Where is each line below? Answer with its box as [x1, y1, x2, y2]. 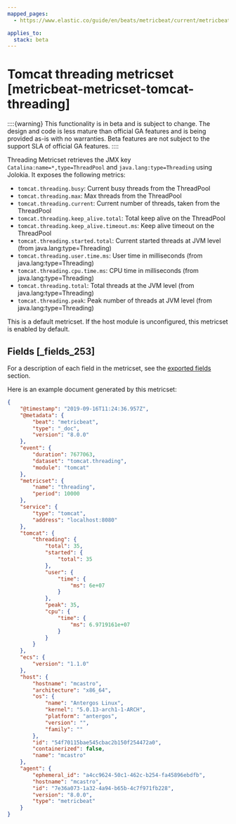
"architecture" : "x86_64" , [32, 687, 112, 694]
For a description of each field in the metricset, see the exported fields [7, 364, 211, 372]
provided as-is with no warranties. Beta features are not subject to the [7, 134, 210, 143]
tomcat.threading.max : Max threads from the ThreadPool [17, 191, 182, 201]
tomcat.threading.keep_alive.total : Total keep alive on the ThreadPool [17, 214, 226, 222]
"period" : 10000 [32, 490, 80, 497]
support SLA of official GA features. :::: [7, 142, 119, 151]
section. [7, 372, 31, 380]
